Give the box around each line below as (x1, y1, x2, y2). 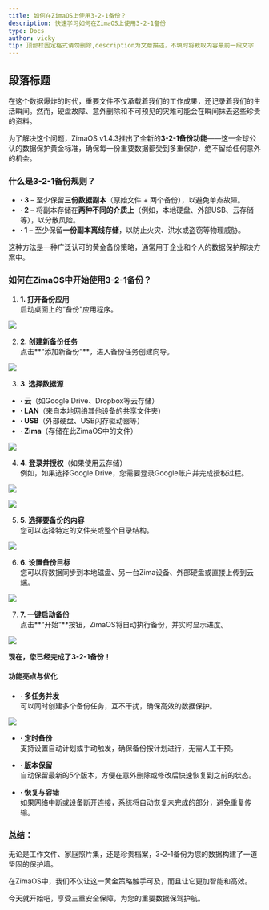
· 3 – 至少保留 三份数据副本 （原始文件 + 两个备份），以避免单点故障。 (19, 195, 245, 205)
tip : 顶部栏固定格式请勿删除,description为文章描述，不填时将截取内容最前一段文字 (8, 42, 255, 50)
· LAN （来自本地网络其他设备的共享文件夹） (19, 406, 166, 415)
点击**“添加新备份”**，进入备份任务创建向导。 (19, 346, 175, 356)
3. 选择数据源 (19, 378, 64, 388)
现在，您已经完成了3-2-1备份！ (8, 651, 111, 661)
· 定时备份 (19, 732, 53, 743)
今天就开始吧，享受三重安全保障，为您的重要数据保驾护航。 (8, 893, 205, 904)
